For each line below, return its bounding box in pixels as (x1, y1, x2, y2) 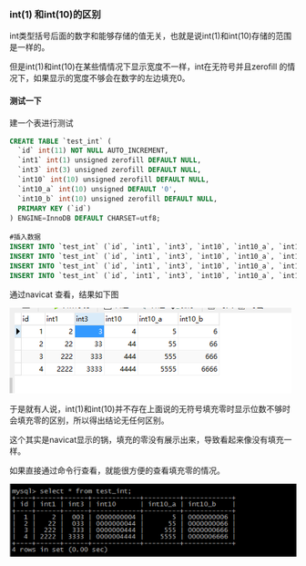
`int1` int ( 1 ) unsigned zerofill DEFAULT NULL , (17, 156, 202, 165)
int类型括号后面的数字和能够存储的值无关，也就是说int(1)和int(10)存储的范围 (9, 30, 292, 42)
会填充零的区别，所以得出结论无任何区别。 (9, 415, 169, 426)
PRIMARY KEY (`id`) (17, 203, 92, 213)
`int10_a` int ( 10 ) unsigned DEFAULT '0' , (17, 184, 178, 193)
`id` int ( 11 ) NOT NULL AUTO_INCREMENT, (17, 146, 169, 156)
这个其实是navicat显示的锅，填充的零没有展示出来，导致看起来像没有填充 (9, 434, 284, 445)
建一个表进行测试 (9, 117, 74, 129)
